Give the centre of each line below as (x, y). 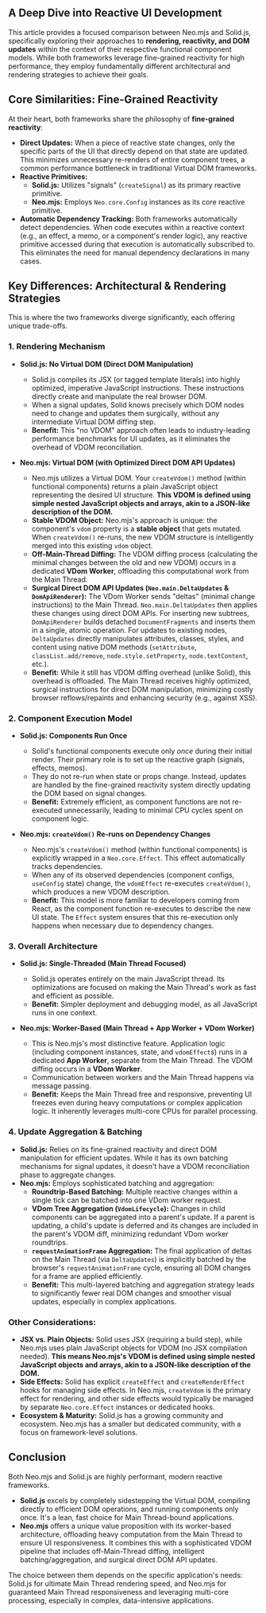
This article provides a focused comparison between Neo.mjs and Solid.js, (130, 32)
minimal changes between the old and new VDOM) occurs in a (134, 562)
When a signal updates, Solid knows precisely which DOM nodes (138, 404)
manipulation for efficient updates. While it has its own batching (124, 1158)
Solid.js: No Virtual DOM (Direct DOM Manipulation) (106, 364)
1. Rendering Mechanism (57, 347)
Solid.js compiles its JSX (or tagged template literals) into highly (136, 379)
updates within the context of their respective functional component (120, 49)
